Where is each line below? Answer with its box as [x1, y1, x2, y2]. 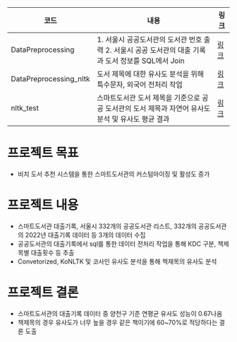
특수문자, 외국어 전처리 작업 [97, 80, 183, 89]
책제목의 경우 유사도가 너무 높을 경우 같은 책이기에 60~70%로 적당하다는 [17, 318, 218, 326]
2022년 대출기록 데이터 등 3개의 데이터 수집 [25, 230, 146, 239]
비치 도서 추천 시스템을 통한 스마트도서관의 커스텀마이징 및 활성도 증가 [17, 170, 210, 178]
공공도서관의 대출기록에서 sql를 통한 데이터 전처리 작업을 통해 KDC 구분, [17, 240, 217, 248]
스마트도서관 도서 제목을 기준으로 [97, 93, 200, 102]
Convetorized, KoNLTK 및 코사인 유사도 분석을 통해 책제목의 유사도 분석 [17, 257, 217, 266]
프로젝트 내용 [7, 197, 79, 213]
